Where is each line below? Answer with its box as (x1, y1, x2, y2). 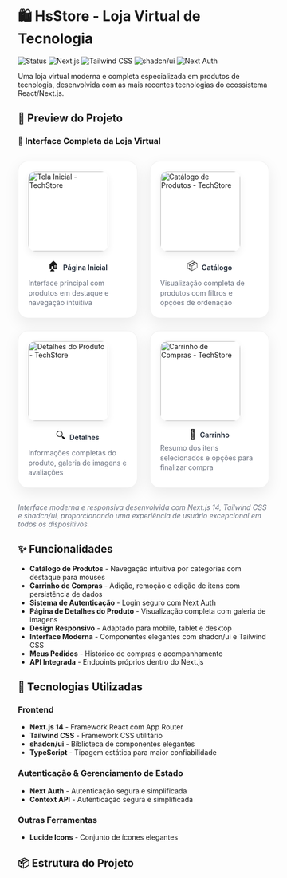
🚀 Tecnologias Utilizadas (18, 681, 143, 694)
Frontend (18, 704, 54, 715)
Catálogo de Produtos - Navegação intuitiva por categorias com (29, 563, 242, 573)
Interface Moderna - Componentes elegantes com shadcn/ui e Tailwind (29, 631, 266, 641)
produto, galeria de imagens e (28, 458, 127, 467)
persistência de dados (29, 589, 103, 598)
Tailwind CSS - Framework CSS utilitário (29, 731, 163, 741)
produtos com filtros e (159, 288, 233, 297)
